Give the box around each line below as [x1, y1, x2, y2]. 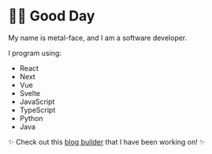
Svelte [19, 88, 41, 97]
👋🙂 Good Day [8, 7, 95, 25]
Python [19, 113, 43, 123]
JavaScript [19, 97, 55, 106]
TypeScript [19, 105, 56, 115]
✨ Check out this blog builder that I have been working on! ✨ [8, 137, 206, 146]
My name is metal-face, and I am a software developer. [8, 33, 188, 42]
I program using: [8, 48, 61, 57]
